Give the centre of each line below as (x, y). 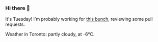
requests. (15, 24)
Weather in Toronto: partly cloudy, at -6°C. (50, 34)
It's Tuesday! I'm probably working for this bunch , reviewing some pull (79, 19)
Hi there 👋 (18, 8)
